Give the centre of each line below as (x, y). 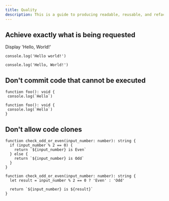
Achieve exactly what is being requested (70, 35)
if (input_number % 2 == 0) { (41, 145)
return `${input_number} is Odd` (49, 158)
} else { (19, 154)
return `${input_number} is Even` (50, 149)
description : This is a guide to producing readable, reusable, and (78, 15)
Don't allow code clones (44, 129)
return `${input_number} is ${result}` (52, 189)
